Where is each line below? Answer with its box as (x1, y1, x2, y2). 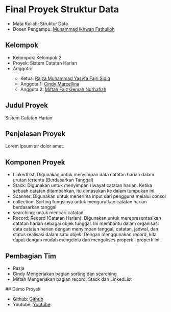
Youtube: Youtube (12, 301, 51, 307)
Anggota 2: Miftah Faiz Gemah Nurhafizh (20, 86, 107, 92)
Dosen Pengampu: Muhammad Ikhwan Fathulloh (12, 26, 115, 32)
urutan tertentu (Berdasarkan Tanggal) (12, 177, 94, 183)
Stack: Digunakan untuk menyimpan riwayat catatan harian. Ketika (12, 182, 152, 189)
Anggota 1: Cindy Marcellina (20, 80, 80, 87)
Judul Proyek (5, 101, 48, 110)
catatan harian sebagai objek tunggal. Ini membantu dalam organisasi (12, 220, 159, 226)
